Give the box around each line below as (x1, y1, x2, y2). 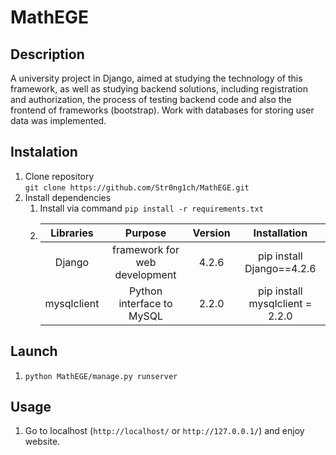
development (114, 267, 177, 281)
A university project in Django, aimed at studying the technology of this (10, 72, 303, 84)
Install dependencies (24, 191, 112, 203)
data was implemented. (10, 115, 107, 126)
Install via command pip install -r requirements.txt (39, 202, 264, 214)
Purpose (124, 226, 167, 240)
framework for (112, 242, 180, 256)
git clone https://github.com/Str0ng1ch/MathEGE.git (24, 182, 250, 193)
